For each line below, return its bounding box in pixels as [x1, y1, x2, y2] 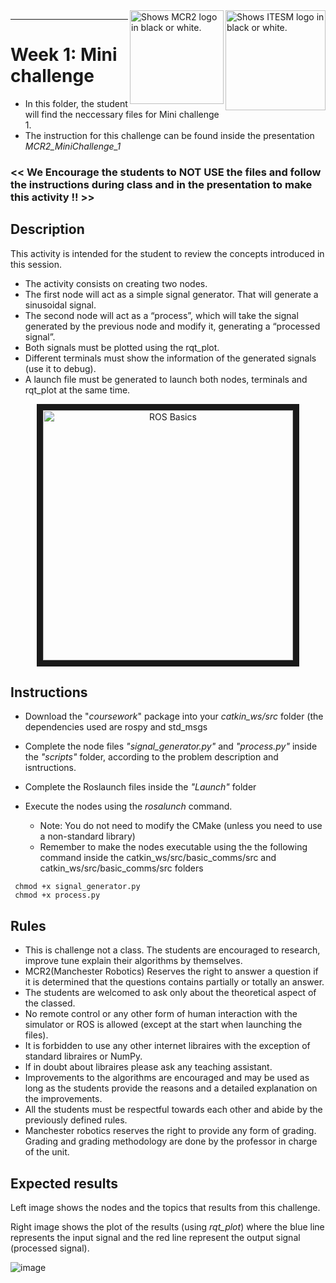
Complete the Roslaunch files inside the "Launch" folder [24, 781, 257, 793]
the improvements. [24, 1093, 103, 1105]
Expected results [10, 1175, 118, 1192]
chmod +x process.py [14, 890, 101, 901]
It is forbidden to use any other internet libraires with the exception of [24, 1040, 311, 1052]
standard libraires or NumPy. [24, 1050, 143, 1063]
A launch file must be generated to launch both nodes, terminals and [24, 373, 308, 385]
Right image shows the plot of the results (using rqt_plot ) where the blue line [10, 1221, 325, 1233]
